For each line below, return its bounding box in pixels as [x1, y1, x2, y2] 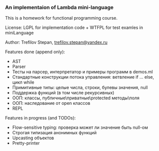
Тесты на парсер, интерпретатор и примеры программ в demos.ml [12, 69, 153, 75]
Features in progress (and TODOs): [5, 115, 76, 121]
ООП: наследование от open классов [12, 100, 91, 106]
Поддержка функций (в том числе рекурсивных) [12, 90, 114, 96]
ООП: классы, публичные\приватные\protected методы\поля [12, 95, 140, 101]
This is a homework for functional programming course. [5, 15, 118, 21]
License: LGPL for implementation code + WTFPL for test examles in [5, 25, 143, 30]
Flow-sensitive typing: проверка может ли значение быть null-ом [12, 124, 148, 130]
